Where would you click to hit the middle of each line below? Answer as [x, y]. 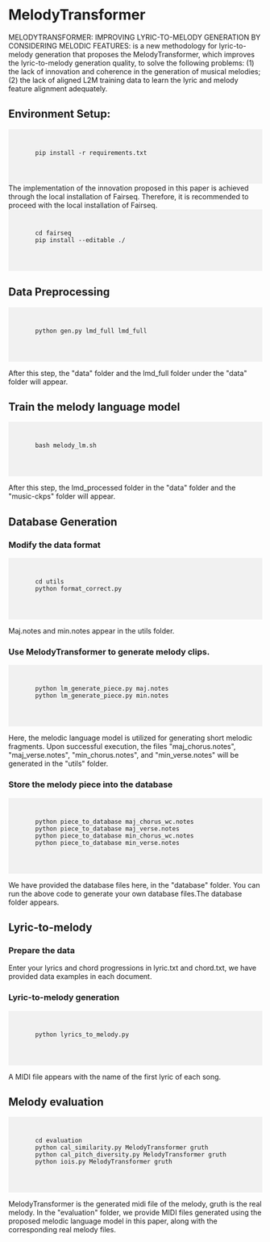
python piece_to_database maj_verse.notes [107, 829]
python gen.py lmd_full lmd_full [91, 331]
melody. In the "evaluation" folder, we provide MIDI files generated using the [135, 1213]
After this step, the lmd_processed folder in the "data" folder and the [122, 488]
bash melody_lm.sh [66, 445]
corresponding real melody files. [62, 1230]
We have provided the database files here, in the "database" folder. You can [134, 884]
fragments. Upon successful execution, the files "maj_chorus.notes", [122, 746]
